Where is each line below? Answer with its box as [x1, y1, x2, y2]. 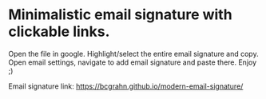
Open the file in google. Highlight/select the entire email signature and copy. [8, 49, 259, 58]
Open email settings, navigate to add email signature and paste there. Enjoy [8, 57, 257, 67]
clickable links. [8, 22, 110, 41]
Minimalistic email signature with [8, 6, 233, 24]
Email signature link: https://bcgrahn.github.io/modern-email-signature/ [8, 81, 244, 91]
